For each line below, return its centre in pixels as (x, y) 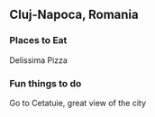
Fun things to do (46, 83)
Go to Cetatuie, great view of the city (78, 103)
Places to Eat (38, 40)
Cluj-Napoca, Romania (74, 15)
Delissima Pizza (38, 60)
